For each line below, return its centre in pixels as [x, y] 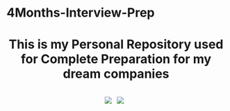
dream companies [116, 74]
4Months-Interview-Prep [81, 13]
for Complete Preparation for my [116, 59]
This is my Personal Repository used [116, 45]
